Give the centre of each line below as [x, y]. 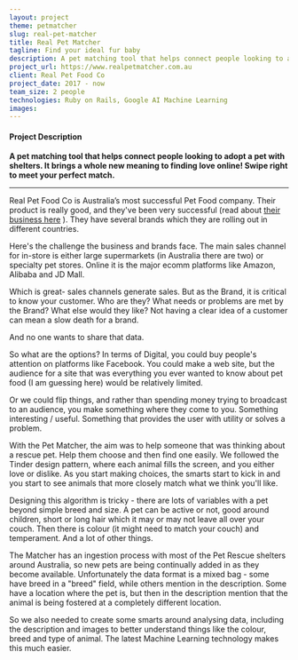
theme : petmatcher [43, 26]
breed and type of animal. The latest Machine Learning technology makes [144, 639]
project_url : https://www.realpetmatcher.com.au [101, 68]
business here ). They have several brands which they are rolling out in [138, 219]
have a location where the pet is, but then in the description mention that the [149, 593]
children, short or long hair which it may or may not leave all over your [137, 520]
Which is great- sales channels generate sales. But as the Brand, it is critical [148, 292]
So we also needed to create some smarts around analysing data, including [147, 620]
